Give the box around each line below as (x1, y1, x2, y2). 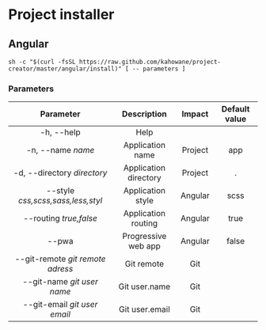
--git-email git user (22, 299, 98, 310)
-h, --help (40, 127, 81, 138)
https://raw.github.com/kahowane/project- (78, 58, 222, 66)
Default (221, 104, 250, 115)
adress (47, 264, 74, 275)
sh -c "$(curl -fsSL (8, 58, 77, 66)
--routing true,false (23, 213, 97, 224)
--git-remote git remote (14, 253, 106, 264)
